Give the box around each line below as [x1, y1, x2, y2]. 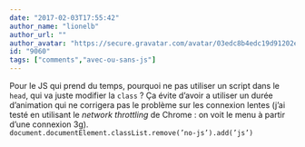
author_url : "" [9, 30, 67, 39]
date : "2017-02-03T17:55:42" [9, 13, 120, 23]
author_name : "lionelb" [9, 22, 100, 31]
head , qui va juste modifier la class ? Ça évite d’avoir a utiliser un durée [9, 90, 274, 101]
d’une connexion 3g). [9, 119, 89, 130]
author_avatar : [9, 38, 67, 48]
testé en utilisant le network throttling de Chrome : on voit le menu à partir [9, 110, 286, 120]
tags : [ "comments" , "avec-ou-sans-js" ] [9, 55, 156, 64]
